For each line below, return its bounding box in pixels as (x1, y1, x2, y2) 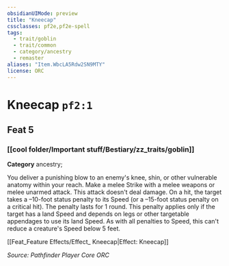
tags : (7, 29, 23, 36)
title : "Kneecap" (7, 16, 57, 23)
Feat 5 (7, 124, 34, 136)
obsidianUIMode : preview (7, 10, 78, 17)
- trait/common (13, 42, 57, 49)
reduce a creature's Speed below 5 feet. (7, 224, 121, 233)
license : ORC (7, 67, 44, 74)
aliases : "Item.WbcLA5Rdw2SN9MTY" (7, 61, 106, 68)
